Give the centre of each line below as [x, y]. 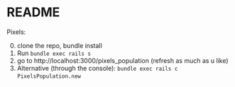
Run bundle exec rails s [54, 53]
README [33, 12]
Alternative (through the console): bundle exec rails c [97, 68]
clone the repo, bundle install [59, 45]
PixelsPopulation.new [49, 76]
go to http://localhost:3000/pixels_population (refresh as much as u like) [122, 60]
